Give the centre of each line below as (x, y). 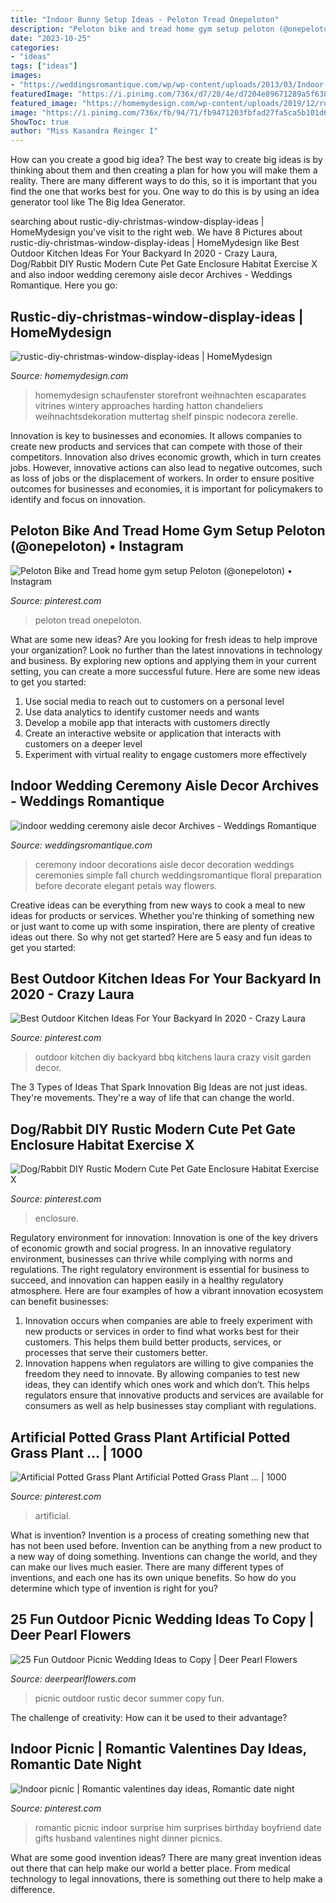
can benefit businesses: (59, 1302)
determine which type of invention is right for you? (114, 1588)
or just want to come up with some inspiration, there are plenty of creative (162, 926)
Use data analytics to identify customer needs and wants (142, 712)
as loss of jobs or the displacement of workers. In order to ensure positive (162, 478)
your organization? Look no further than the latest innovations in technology (166, 650)
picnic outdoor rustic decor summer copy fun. (129, 1698)
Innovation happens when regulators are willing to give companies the (169, 1363)
